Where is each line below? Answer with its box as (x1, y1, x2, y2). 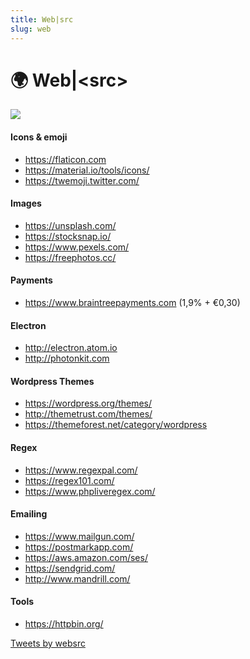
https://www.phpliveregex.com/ (24, 485, 156, 497)
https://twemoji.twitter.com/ (24, 174, 140, 186)
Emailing (10, 508, 48, 520)
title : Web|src (10, 14, 74, 25)
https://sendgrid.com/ (24, 562, 116, 574)
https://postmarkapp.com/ (24, 541, 134, 553)
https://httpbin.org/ (24, 618, 104, 630)
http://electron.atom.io (24, 342, 118, 354)
